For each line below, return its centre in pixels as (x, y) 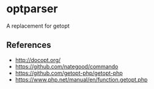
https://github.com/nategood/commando (67, 66)
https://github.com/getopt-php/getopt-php (69, 73)
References (29, 45)
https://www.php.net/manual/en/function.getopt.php (81, 79)
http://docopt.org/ (38, 60)
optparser (32, 9)
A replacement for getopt (38, 26)
